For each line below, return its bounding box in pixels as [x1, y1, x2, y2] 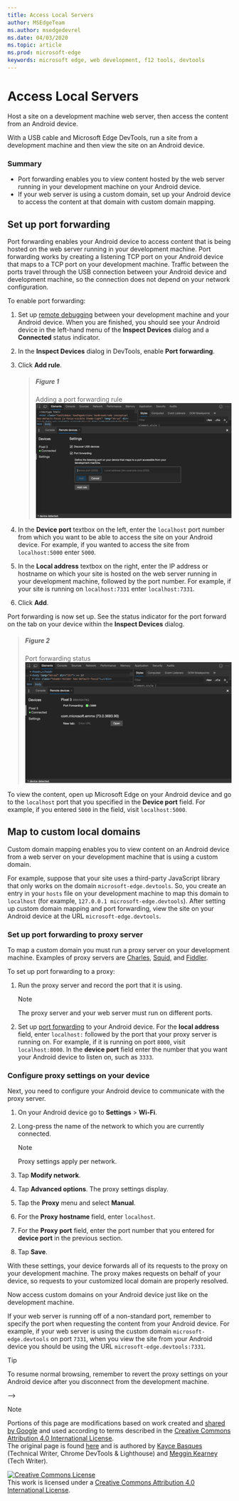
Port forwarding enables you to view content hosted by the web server [17, 175, 225, 183]
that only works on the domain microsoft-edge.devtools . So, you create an [7, 881, 226, 890]
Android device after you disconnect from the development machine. [7, 1378, 210, 1386]
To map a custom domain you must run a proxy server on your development [7, 946, 230, 955]
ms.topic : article [7, 41, 62, 49]
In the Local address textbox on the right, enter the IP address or [17, 561, 208, 570]
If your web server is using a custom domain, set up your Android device [17, 190, 231, 199]
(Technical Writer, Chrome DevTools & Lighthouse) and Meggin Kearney [7, 1449, 218, 1458]
